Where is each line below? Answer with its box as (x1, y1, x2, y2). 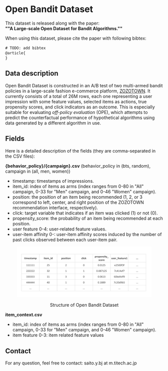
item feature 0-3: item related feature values (12, 332, 104, 338)
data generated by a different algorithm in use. (5, 119, 101, 126)
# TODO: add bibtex (5, 45, 46, 51)
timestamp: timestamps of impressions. (12, 178, 94, 184)
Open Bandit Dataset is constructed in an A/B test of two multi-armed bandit (5, 82, 163, 88)
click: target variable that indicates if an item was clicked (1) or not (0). (12, 210, 158, 216)
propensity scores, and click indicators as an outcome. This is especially (5, 104, 155, 110)
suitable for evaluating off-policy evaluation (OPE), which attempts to (5, 109, 148, 115)
